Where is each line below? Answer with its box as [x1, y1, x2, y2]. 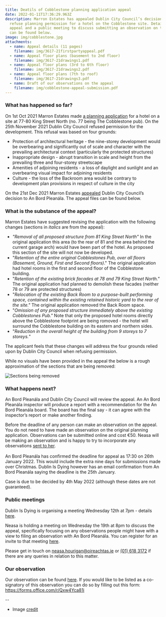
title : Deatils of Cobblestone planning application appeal [5, 7, 132, 12]
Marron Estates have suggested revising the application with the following [5, 219, 156, 225]
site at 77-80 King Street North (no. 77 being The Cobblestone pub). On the [5, 118, 159, 124]
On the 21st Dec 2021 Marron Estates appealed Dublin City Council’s [5, 190, 144, 196]
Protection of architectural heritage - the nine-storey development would [12, 138, 161, 144]
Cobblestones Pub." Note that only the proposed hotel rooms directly [12, 313, 153, 319]
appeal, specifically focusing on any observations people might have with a [5, 527, 159, 533]
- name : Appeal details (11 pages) [9, 44, 83, 49]
